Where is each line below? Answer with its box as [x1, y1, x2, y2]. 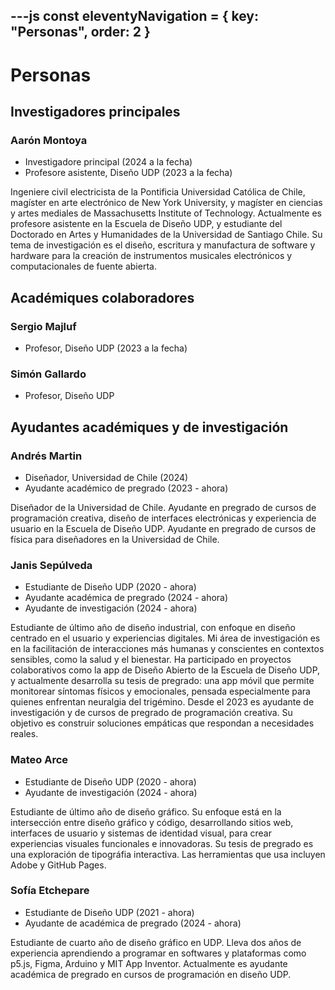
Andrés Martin [10, 449, 83, 463]
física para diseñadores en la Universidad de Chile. [10, 533, 220, 545]
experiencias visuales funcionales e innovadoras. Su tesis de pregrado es [10, 837, 314, 849]
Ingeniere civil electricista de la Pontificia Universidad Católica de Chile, [10, 186, 306, 198]
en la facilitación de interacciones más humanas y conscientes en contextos [10, 643, 325, 655]
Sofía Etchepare [10, 884, 90, 898]
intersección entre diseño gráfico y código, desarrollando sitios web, [10, 816, 294, 828]
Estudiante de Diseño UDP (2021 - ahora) [24, 906, 195, 918]
